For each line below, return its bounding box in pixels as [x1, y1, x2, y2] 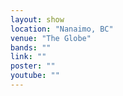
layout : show [10, 14, 65, 25]
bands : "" [10, 42, 52, 53]
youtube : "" [10, 71, 60, 81]
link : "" [10, 52, 47, 62]
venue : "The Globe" [10, 33, 92, 43]
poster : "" [10, 61, 56, 71]
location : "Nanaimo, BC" [10, 24, 114, 34]
